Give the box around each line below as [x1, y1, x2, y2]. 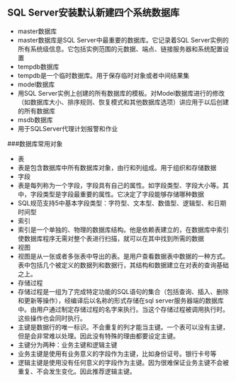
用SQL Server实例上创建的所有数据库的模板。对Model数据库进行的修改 [17, 89, 225, 97]
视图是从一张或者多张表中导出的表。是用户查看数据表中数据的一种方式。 [17, 252, 229, 260]
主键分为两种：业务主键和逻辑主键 [17, 340, 118, 349]
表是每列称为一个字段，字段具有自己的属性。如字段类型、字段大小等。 [17, 181, 223, 189]
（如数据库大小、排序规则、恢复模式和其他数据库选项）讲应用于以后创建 [17, 98, 229, 106]
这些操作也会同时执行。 [17, 314, 86, 322]
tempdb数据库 [17, 62, 60, 71]
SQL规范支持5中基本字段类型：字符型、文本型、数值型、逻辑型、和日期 [17, 198, 227, 207]
